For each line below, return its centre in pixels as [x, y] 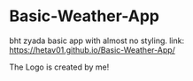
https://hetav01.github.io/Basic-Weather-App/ [92, 49]
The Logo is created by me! [59, 67]
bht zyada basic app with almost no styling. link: [96, 40]
